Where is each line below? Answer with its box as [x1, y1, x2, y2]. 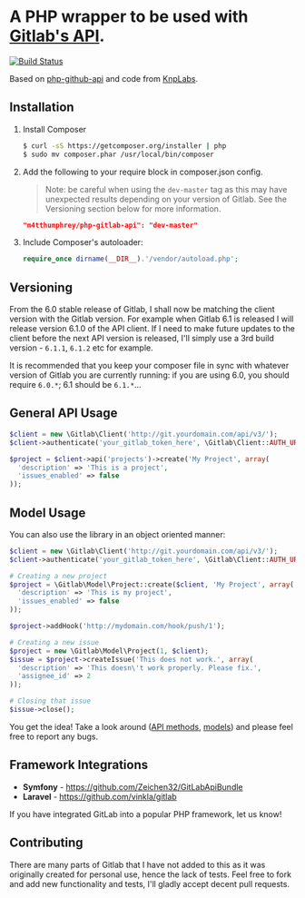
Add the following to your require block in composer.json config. [22, 166, 263, 177]
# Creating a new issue [9, 637, 100, 646]
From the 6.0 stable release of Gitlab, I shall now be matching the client [9, 304, 275, 315]
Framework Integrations [9, 757, 149, 773]
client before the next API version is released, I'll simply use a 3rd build [9, 333, 275, 344]
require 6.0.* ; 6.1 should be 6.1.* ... [9, 380, 143, 390]
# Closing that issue [9, 696, 92, 706]
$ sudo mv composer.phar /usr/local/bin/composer [22, 150, 215, 159]
